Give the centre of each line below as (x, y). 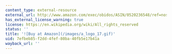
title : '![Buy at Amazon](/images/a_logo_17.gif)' (60, 34)
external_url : (20, 15)
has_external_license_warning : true (44, 20)
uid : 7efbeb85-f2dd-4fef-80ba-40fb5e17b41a (52, 39)
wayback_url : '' (23, 44)
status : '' (17, 29)
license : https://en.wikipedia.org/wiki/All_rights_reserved (72, 24)
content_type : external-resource (41, 10)
